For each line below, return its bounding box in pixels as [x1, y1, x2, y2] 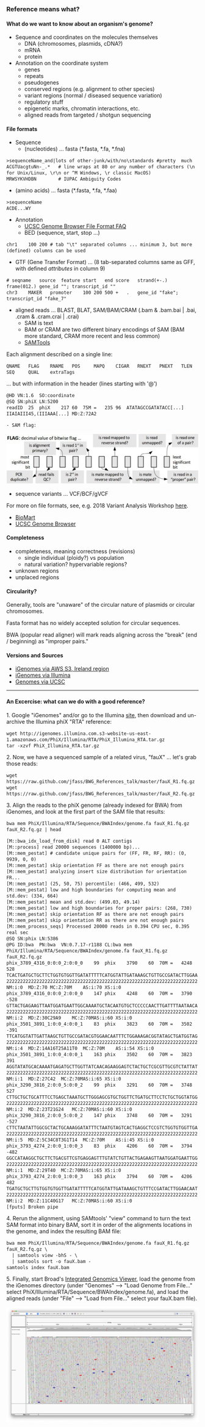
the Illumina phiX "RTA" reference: [26, 718, 112, 725]
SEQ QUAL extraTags [6, 370, 75, 376]
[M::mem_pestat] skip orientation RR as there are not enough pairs [6, 917, 184, 923]
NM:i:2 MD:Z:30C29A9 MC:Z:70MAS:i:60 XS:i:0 [6, 1015, 132, 1021]
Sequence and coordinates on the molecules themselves [15, 34, 159, 41]
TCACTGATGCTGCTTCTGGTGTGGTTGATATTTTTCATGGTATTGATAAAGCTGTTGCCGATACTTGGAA [6, 972, 198, 978]
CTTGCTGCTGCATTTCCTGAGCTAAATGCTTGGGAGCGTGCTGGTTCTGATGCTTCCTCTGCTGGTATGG [6, 1094, 198, 1100]
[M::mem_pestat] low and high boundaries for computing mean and [6, 887, 176, 893]
